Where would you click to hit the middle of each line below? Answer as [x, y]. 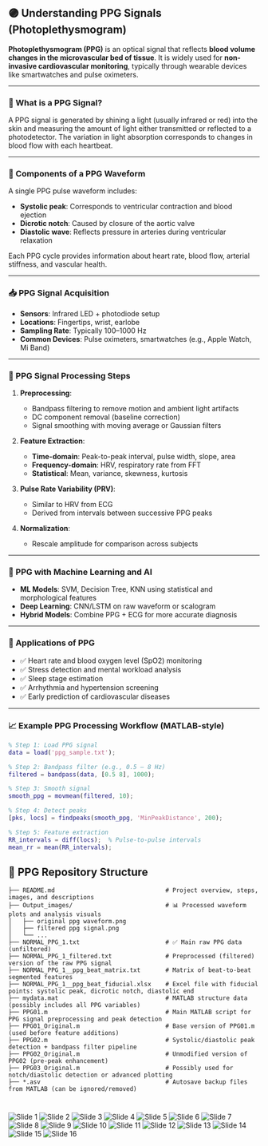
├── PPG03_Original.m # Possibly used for [121, 1069]
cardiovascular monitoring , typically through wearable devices [143, 65]
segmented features [41, 977]
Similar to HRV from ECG [72, 504]
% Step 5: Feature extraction [59, 832]
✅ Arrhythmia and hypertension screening [89, 687]
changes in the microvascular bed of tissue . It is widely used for [116, 57]
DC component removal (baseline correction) [106, 417]
